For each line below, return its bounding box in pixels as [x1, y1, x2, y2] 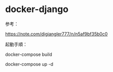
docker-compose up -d [5, 61, 54, 67]
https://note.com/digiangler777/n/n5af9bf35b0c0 [5, 31, 108, 37]
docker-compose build [5, 51, 52, 57]
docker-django [5, 4, 69, 15]
